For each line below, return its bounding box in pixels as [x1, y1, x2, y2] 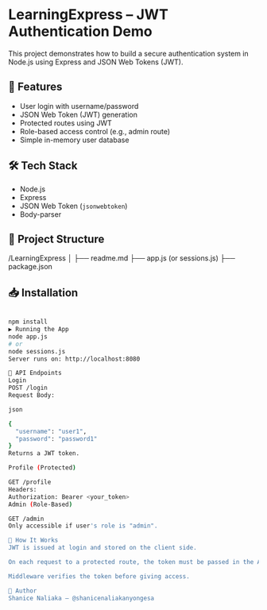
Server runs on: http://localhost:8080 [8, 355, 141, 363]
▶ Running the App [8, 326, 69, 334]
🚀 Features [8, 80, 63, 94]
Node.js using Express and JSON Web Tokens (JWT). [8, 57, 184, 67]
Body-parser [19, 209, 62, 219]
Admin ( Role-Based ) [8, 500, 73, 508]
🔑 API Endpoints [8, 369, 62, 377]
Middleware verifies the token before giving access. [8, 572, 191, 581]
